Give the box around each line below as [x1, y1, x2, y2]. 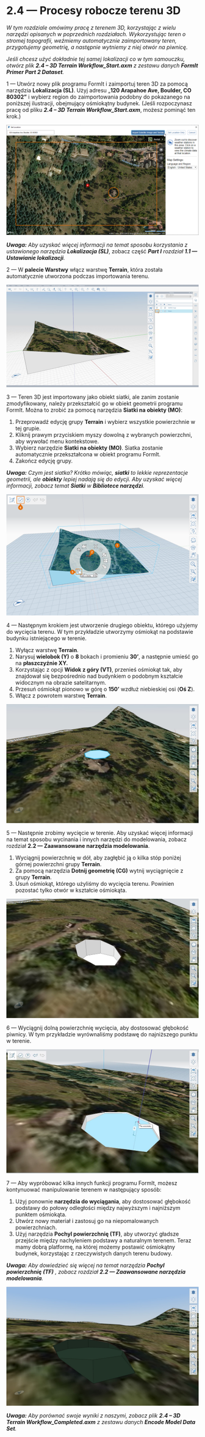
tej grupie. [15, 425, 41, 432]
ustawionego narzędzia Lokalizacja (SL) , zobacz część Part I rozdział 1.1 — [6, 247, 198, 254]
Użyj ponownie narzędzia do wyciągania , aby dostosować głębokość [15, 1198, 191, 1205]
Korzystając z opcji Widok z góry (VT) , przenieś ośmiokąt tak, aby [15, 666, 183, 674]
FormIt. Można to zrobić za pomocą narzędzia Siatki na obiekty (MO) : [6, 406, 183, 414]
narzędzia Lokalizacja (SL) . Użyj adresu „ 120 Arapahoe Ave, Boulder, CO [6, 86, 192, 94]
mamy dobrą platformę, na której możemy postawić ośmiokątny [15, 1243, 176, 1251]
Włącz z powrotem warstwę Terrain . [15, 692, 107, 699]
